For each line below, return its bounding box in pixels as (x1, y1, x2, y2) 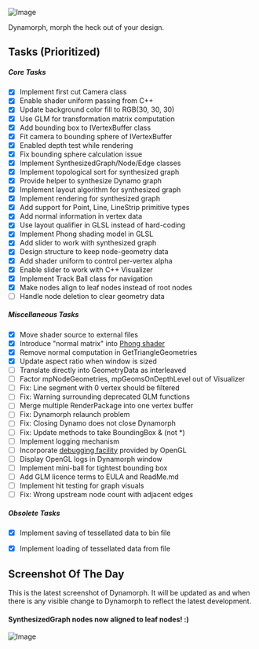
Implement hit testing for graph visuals (19, 481, 144, 490)
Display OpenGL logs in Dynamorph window (19, 454, 162, 463)
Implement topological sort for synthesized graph (19, 167, 180, 176)
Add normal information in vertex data (19, 212, 143, 221)
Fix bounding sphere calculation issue (19, 149, 143, 159)
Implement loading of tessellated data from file (19, 544, 171, 554)
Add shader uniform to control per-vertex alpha (19, 256, 173, 265)
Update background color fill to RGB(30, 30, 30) (19, 105, 175, 114)
